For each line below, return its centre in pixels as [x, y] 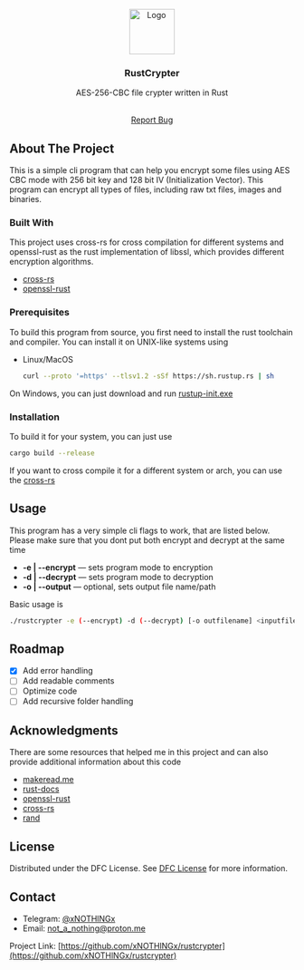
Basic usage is [36, 604]
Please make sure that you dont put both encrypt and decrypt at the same [147, 540]
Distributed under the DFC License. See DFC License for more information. [148, 868]
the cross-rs [33, 480]
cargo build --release [52, 453]
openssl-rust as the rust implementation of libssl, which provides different [147, 252]
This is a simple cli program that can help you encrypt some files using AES [150, 170]
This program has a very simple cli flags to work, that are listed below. [140, 530]
